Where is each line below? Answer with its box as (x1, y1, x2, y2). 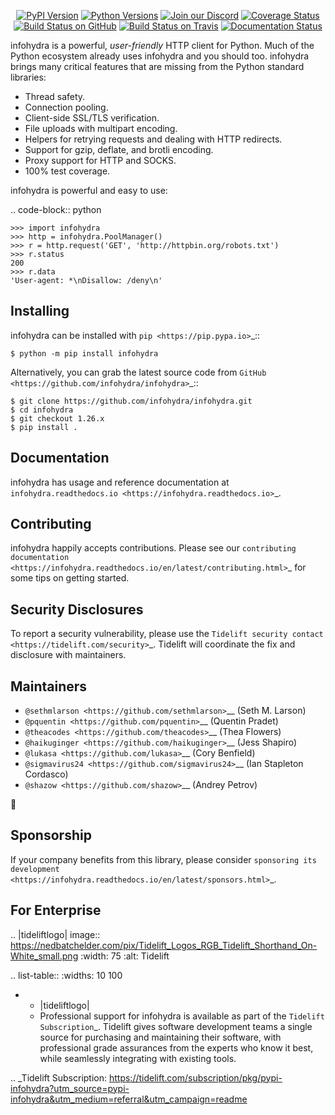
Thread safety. (24, 91, 86, 102)
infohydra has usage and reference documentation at (10, 476, 230, 488)
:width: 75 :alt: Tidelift (80, 950, 170, 962)
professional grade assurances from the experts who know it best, (39, 1041, 314, 1054)
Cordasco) (24, 768, 69, 780)
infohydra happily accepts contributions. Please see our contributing (10, 542, 297, 554)
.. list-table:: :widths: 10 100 (10, 969, 123, 981)
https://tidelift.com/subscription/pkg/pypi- (108, 1071, 283, 1084)
